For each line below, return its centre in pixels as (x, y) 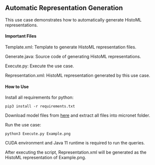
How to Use (17, 86)
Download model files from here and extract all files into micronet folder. (77, 115)
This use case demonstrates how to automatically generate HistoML (73, 20)
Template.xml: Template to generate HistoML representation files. (71, 47)
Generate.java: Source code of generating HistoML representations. (73, 57)
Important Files (21, 36)
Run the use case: (23, 125)
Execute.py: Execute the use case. (39, 66)
